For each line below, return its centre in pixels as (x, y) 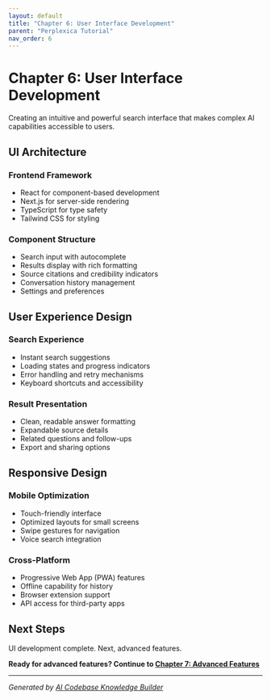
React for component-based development (90, 192)
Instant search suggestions (65, 357)
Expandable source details (64, 430)
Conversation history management (77, 283)
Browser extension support (65, 595)
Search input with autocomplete (73, 257)
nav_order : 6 (30, 38)
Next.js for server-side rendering (75, 201)
